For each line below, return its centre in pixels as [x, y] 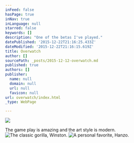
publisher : [16, 74]
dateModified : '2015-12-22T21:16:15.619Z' [49, 47]
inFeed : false [20, 10]
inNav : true [17, 19]
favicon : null [24, 93]
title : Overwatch [23, 51]
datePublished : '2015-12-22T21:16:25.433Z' [51, 42]
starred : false [21, 28]
